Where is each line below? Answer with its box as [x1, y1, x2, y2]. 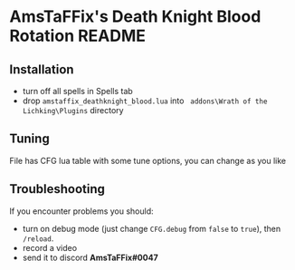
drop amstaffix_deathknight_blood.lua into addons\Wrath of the [22, 95, 268, 106]
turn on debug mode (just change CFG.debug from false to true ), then [22, 223, 281, 234]
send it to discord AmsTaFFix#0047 [22, 252, 158, 263]
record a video [22, 242, 78, 253]
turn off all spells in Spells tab [22, 86, 133, 96]
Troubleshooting [9, 181, 106, 197]
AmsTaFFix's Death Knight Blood [9, 6, 262, 27]
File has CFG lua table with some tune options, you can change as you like [9, 155, 287, 166]
